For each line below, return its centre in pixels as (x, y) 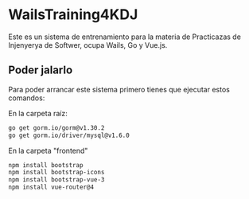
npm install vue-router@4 (51, 187)
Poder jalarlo (41, 70)
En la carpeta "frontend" (48, 150)
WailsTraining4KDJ (73, 15)
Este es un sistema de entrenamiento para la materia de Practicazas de (124, 37)
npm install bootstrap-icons (56, 173)
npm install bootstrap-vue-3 (56, 180)
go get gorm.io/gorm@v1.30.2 (56, 128)
